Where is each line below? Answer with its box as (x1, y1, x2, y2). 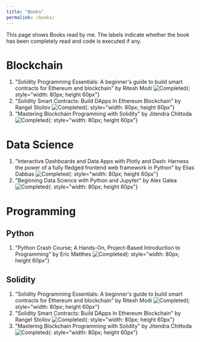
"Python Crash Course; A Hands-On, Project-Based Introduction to (14, 244, 181, 252)
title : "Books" (6, 8, 44, 15)
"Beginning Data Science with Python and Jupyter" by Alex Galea (14, 177, 177, 184)
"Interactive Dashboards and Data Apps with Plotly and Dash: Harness (14, 158, 189, 165)
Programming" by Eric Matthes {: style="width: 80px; (14, 250, 180, 258)
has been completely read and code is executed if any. (6, 37, 142, 45)
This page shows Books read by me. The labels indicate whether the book (6, 31, 190, 38)
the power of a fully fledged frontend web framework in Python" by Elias (14, 164, 195, 172)
